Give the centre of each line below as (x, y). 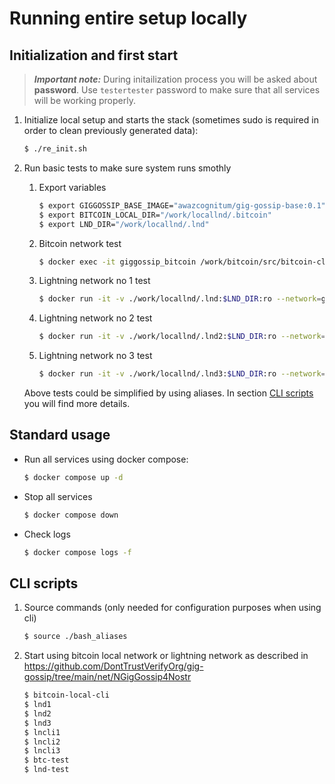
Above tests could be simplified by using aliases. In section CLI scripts (168, 393)
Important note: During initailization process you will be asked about (175, 79)
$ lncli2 (42, 742)
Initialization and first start (94, 55)
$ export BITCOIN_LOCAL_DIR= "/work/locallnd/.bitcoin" (155, 215)
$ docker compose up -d (73, 477)
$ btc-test (46, 760)
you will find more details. (77, 403)
